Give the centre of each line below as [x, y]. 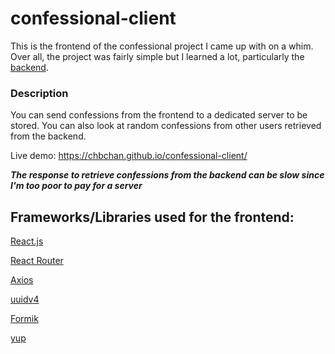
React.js [27, 241]
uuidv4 [25, 299]
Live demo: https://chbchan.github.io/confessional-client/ [129, 156]
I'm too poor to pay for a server [76, 186]
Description [39, 93]
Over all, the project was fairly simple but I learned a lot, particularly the [157, 56]
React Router [37, 261]
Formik [24, 319]
